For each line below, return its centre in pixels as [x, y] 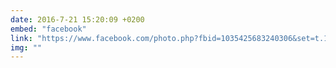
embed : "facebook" [48, 29]
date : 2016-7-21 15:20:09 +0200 [77, 19]
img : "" [26, 47]
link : [21, 38]
